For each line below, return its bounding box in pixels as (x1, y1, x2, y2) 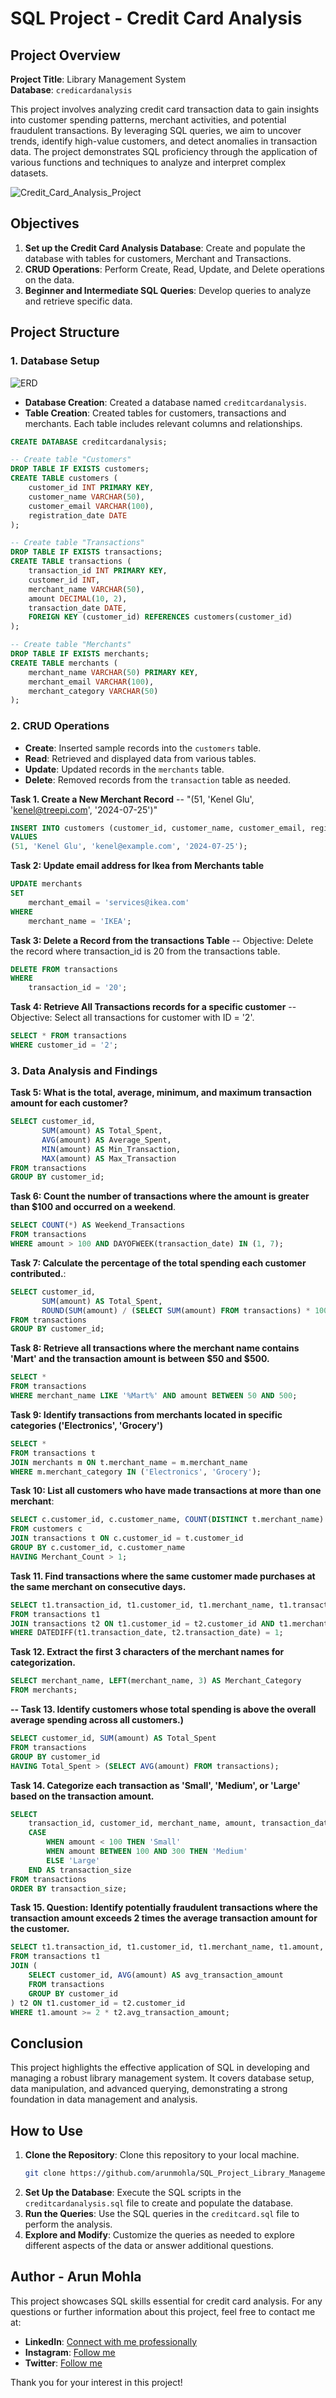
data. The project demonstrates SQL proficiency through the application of (10, 146, 318, 157)
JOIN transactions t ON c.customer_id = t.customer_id (10, 1533, 244, 1544)
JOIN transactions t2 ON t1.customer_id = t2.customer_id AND (10, 1618, 275, 1629)
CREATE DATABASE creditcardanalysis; (10, 437, 168, 447)
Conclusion (10, 2035, 84, 2052)
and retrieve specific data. (24, 295, 133, 307)
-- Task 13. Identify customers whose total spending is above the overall (10, 1703, 317, 1716)
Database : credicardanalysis (10, 84, 133, 96)
